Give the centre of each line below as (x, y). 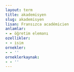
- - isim (14, 43)
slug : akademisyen (25, 19)
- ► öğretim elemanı (27, 33)
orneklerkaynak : (22, 57)
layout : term (19, 10)
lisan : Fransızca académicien (37, 24)
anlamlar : (16, 29)
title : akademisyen (26, 15)
